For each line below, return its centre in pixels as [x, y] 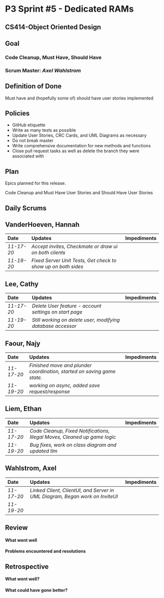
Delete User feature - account [66, 306]
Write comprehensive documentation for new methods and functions [82, 146]
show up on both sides [58, 267]
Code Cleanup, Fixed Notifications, [70, 431]
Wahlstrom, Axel [31, 468]
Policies [18, 113]
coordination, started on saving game [72, 372]
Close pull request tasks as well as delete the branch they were [76, 151]
